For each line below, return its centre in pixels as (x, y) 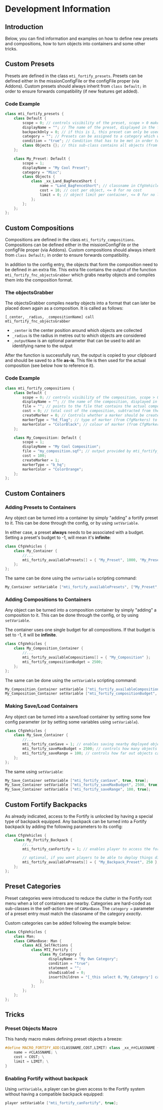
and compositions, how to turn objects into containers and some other (75, 44)
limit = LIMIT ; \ (31, 1061)
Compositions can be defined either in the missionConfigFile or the (72, 245)
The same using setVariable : (34, 771)
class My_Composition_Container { (49, 648)
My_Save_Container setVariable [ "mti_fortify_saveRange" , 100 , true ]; (78, 790)
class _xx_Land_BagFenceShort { (64, 181)
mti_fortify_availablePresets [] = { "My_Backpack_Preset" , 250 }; (91, 862)
